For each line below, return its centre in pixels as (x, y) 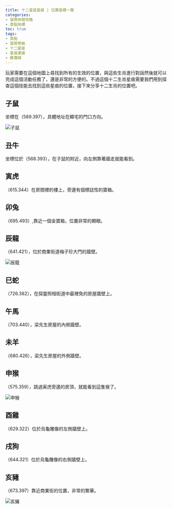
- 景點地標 (15, 24)
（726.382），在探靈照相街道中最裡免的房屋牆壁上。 (60, 294)
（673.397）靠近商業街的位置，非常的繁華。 (52, 491)
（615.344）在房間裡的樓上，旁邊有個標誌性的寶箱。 (61, 190)
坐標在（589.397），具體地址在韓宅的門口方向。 (56, 117)
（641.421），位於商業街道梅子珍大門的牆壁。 (53, 252)
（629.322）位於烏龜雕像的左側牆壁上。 (48, 429)
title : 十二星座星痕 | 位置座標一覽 (40, 10)
